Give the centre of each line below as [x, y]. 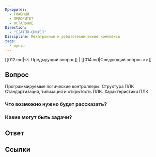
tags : [10, 41]
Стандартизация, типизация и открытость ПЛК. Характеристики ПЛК [77, 92]
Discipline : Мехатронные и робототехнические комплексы [62, 37]
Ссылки [18, 149]
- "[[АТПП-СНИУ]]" [28, 32]
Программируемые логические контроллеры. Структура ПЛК [70, 87]
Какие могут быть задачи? [39, 117]
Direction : [16, 28]
